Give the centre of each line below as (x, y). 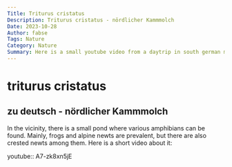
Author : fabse (28, 33)
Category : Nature (32, 46)
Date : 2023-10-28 (32, 26)
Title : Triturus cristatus (46, 13)
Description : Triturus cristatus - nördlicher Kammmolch (91, 20)
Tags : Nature (26, 39)
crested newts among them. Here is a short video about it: (90, 143)
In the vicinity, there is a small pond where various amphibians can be (106, 128)
